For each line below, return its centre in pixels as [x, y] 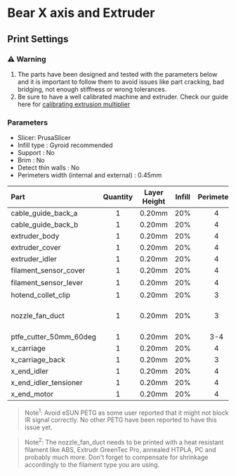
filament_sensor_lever [47, 282]
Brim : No [31, 161]
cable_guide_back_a [44, 213]
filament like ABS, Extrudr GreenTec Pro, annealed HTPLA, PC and [120, 450]
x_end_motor [32, 394]
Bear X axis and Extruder [81, 13]
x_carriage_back [38, 359]
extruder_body [35, 236]
